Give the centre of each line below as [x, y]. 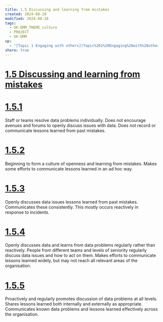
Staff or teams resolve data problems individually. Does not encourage [75, 120]
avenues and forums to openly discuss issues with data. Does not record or [81, 125]
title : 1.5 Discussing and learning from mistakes [57, 9]
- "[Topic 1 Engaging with [37, 46]
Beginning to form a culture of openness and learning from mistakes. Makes [81, 164]
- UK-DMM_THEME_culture [33, 28]
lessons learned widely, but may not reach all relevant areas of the [71, 261]
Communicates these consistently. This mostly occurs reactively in [72, 207]
